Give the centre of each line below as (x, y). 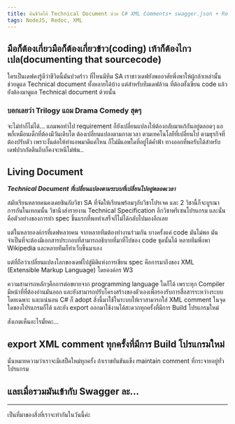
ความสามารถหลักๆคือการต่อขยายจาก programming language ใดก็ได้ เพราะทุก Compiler (116, 284)
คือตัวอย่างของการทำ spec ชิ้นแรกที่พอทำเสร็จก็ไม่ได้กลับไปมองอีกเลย (87, 218)
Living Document (45, 172)
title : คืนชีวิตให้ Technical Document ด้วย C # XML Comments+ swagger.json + (113, 14)
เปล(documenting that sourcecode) (85, 59)
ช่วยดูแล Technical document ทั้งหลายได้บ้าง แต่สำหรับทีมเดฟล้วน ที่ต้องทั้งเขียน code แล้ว (117, 84)
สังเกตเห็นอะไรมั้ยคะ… (33, 322)
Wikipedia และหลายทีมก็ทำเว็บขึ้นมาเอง (55, 248)
